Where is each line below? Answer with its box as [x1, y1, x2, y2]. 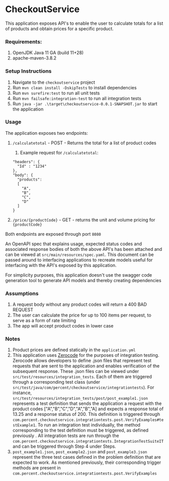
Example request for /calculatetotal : [20, 149, 99, 155]
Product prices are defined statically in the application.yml [12, 347, 136, 353]
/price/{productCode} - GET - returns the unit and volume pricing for [12, 217, 155, 223]
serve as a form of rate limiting [12, 317, 76, 324]
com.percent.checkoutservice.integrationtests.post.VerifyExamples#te [12, 417, 164, 422]
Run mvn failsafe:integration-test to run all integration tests [12, 95, 142, 101]
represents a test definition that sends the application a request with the [12, 400, 162, 407]
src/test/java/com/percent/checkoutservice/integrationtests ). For [12, 385, 154, 391]
